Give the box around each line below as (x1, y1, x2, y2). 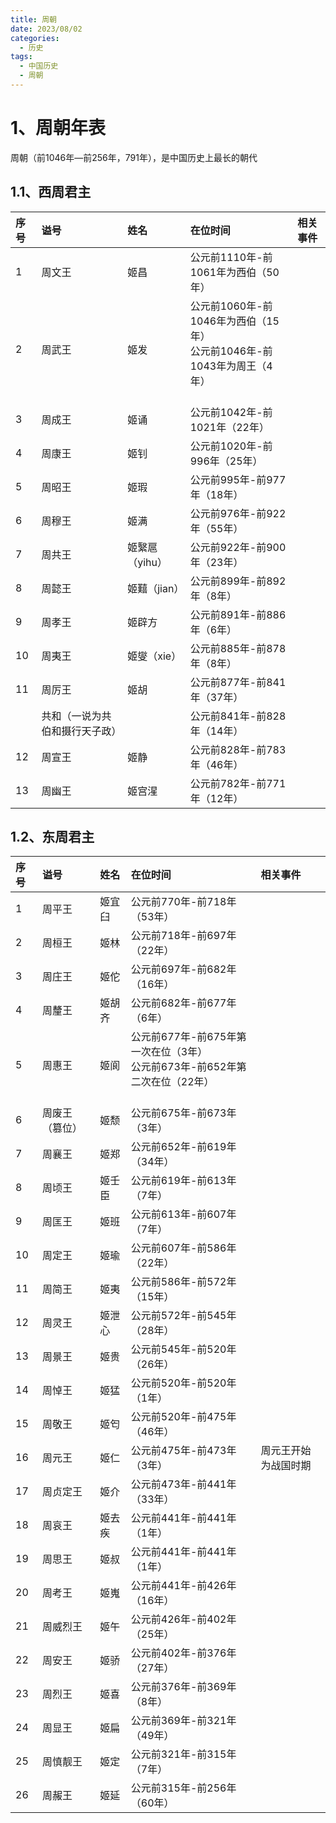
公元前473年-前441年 (130, 1477, 237, 1491)
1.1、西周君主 (10, 184, 92, 201)
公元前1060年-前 (189, 299, 273, 313)
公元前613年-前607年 (130, 1207, 237, 1221)
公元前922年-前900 (189, 540, 287, 554)
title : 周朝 (10, 14, 57, 25)
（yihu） (127, 555, 168, 569)
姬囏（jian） (127, 581, 185, 595)
